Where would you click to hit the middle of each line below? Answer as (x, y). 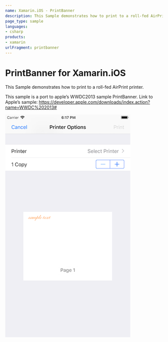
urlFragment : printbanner (32, 48)
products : (15, 37)
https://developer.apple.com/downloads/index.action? (94, 102)
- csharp (14, 32)
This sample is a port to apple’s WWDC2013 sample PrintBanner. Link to (79, 97)
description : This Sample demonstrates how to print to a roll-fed (77, 16)
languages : (16, 27)
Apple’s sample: (21, 102)
